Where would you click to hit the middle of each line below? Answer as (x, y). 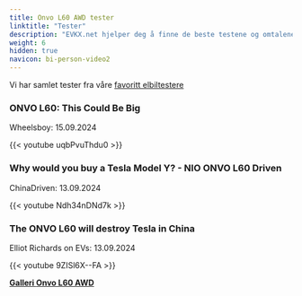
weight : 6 (28, 43)
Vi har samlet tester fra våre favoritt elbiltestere (97, 85)
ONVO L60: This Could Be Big (75, 108)
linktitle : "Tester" (48, 26)
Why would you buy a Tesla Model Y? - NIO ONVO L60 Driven (146, 169)
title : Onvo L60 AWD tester (62, 17)
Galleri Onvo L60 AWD (52, 283)
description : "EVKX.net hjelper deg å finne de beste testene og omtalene (152, 34)
